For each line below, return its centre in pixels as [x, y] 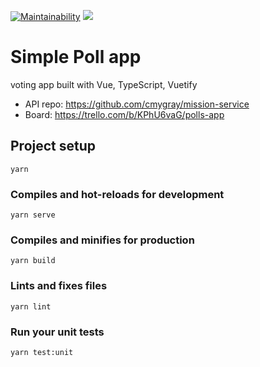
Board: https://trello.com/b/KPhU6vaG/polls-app [124, 114]
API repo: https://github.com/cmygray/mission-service [137, 104]
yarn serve [33, 215]
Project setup [53, 146]
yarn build [33, 261]
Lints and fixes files [59, 286]
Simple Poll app [76, 57]
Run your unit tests [57, 332]
